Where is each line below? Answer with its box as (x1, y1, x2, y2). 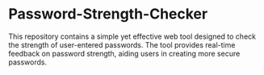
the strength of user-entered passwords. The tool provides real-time (8, 40, 236, 49)
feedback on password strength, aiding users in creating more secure (8, 48, 241, 58)
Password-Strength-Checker (8, 5, 208, 23)
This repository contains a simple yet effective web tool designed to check (8, 31, 257, 41)
